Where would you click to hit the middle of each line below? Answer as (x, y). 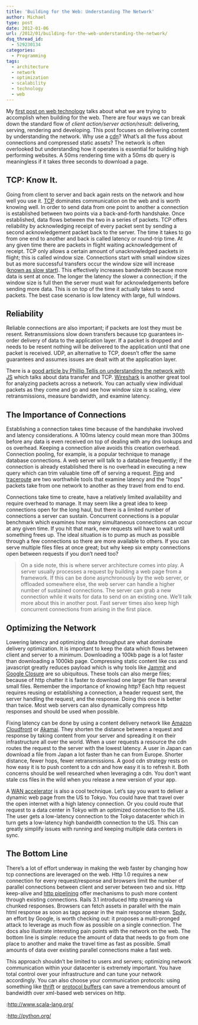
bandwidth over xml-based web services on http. (66, 992)
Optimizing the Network (51, 628)
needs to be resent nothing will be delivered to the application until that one (98, 347)
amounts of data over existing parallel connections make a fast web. (89, 950)
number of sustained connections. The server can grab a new (96, 591)
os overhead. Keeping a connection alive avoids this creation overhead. (93, 448)
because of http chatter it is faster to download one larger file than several (97, 680)
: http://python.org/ (29, 1016)
